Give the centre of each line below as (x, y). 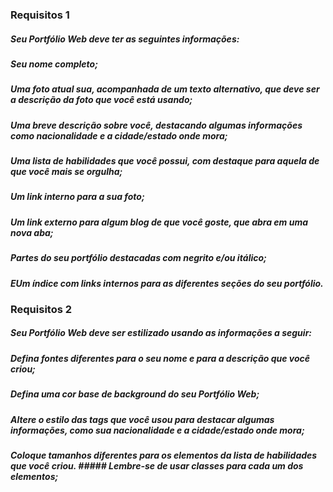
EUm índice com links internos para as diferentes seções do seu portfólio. (167, 283)
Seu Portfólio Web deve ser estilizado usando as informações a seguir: (161, 333)
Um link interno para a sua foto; (77, 197)
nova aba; (32, 232)
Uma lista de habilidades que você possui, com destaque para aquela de (165, 161)
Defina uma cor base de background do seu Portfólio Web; (135, 394)
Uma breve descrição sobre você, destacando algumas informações (156, 125)
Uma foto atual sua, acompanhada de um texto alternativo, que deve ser (165, 89)
